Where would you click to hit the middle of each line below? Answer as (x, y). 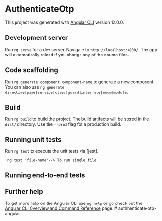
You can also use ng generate (35, 87)
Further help (24, 192)
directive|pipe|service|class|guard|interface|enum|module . (66, 92)
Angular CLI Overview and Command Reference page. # (61, 208)
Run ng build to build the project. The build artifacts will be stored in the (77, 119)
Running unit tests (33, 139)
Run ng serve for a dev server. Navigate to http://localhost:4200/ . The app (81, 49)
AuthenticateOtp (40, 9)
